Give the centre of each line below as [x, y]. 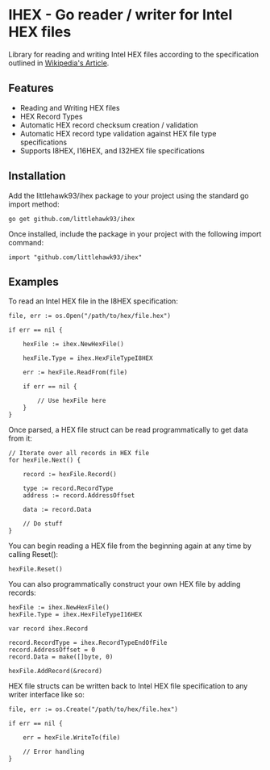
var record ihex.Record [48, 629]
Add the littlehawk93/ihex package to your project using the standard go [129, 195]
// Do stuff [43, 524]
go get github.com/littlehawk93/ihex [72, 219]
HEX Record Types [51, 116]
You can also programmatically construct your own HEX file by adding [125, 584]
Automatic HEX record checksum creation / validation [109, 125]
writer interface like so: [46, 695]
